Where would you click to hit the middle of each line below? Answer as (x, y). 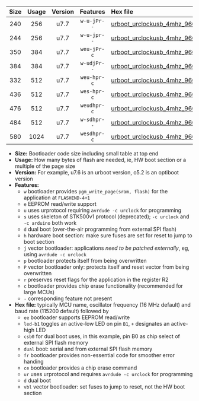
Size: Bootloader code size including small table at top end (86, 153)
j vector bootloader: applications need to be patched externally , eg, (106, 248)
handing (33, 362)
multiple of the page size (45, 166)
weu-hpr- (92, 77)
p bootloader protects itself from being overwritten (85, 261)
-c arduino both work (50, 223)
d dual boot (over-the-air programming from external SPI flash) (100, 229)
